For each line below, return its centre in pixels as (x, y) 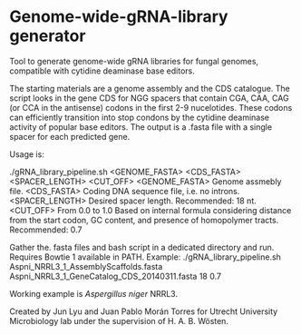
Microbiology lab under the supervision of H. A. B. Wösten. (119, 320)
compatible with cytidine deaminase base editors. (102, 71)
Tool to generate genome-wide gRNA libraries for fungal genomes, (134, 61)
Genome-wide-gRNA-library (119, 17)
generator (48, 36)
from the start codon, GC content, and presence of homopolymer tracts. (144, 220)
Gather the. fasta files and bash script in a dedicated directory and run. (142, 247)
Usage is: (27, 154)
